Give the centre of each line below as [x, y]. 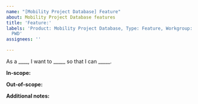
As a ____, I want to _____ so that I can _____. [59, 61]
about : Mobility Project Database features [61, 17]
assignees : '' [24, 39]
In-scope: [18, 73]
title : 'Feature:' [29, 23]
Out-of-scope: [24, 84]
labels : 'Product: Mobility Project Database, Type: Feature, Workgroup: [100, 28]
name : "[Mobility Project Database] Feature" [63, 12]
